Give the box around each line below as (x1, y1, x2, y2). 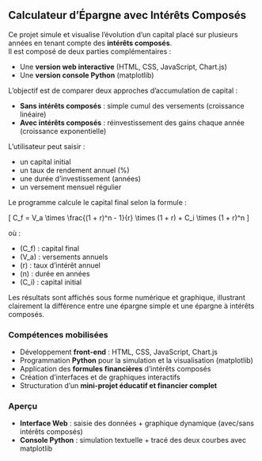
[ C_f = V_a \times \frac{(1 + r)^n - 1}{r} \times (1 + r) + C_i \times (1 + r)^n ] (8, 212, 249, 223)
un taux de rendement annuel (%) (19, 165, 130, 175)
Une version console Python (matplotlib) (19, 70, 154, 80)
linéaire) (19, 109, 47, 119)
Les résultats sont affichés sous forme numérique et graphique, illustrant (8, 292, 245, 302)
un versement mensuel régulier (19, 182, 122, 192)
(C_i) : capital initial (19, 277, 82, 287)
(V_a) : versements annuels (19, 252, 108, 261)
